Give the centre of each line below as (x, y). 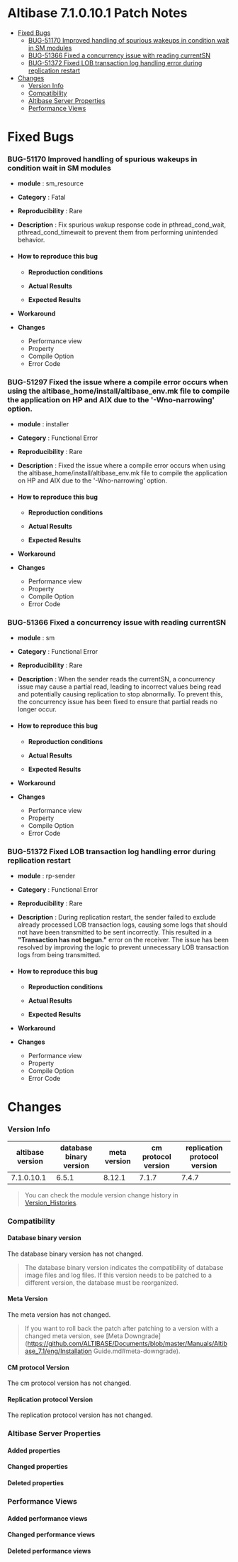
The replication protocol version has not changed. (80, 1415)
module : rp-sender (46, 876)
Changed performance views (51, 1535)
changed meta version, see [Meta (74, 1336)
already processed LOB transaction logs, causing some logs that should (123, 925)
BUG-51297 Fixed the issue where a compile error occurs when (118, 382)
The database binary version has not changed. (75, 1254)
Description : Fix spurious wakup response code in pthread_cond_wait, (122, 225)
